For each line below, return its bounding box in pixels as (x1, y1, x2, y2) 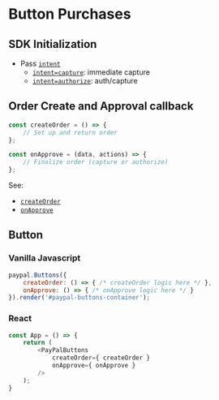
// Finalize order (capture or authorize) (23, 158, 169, 166)
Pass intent (19, 58, 61, 68)
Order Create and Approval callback (8, 99, 194, 114)
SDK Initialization (8, 37, 97, 51)
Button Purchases (8, 5, 131, 24)
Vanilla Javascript (8, 252, 81, 264)
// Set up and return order (23, 128, 118, 136)
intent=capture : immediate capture (32, 67, 150, 77)
